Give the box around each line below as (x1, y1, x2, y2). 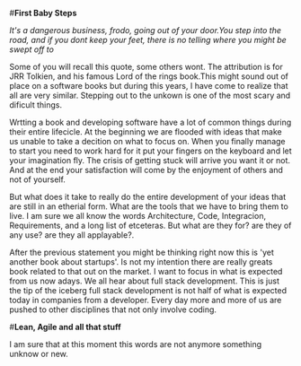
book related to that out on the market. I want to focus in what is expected (9, 266, 283, 276)
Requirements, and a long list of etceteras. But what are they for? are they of (9, 220, 292, 231)
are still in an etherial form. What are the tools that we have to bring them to (9, 201, 289, 212)
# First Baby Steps (9, 8, 77, 18)
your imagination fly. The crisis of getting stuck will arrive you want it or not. (9, 155, 290, 165)
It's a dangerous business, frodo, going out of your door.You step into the (9, 25, 281, 35)
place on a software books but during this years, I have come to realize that (9, 81, 288, 91)
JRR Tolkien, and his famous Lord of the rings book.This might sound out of (9, 71, 289, 82)
